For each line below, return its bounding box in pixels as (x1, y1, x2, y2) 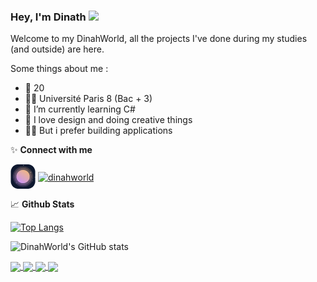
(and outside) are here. (10, 43, 105, 55)
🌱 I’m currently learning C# (24, 103, 136, 115)
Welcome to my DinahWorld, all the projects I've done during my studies (10, 33, 308, 45)
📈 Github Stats (10, 198, 75, 210)
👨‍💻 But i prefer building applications (24, 125, 173, 137)
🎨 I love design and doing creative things (24, 114, 193, 126)
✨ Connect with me (10, 144, 93, 156)
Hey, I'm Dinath (10, 10, 87, 24)
